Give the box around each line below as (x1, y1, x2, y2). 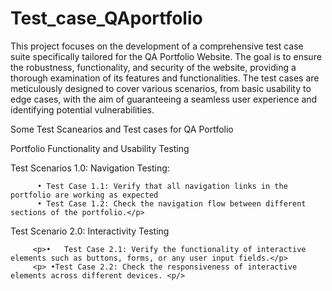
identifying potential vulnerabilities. (10, 103, 155, 116)
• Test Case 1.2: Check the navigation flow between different (36, 198, 307, 209)
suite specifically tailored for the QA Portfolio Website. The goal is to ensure (10, 50, 322, 62)
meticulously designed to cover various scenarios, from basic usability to (10, 82, 312, 94)
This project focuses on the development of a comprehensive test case (10, 40, 304, 52)
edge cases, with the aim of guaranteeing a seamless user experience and (10, 93, 318, 105)
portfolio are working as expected (10, 190, 159, 200)
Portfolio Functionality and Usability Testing (10, 142, 190, 154)
